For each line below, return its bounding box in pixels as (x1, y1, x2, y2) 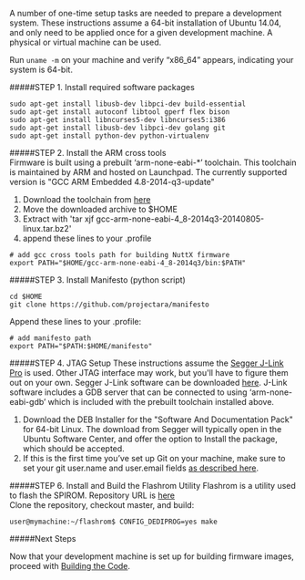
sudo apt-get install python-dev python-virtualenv (9, 131, 209, 140)
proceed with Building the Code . (9, 561, 130, 571)
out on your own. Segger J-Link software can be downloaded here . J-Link (9, 378, 288, 388)
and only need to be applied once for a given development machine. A (9, 27, 273, 37)
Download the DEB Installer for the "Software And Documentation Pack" (22, 414, 293, 425)
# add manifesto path (9, 334, 92, 343)
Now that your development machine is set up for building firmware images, (9, 551, 294, 562)
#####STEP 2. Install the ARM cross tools (9, 148, 167, 158)
